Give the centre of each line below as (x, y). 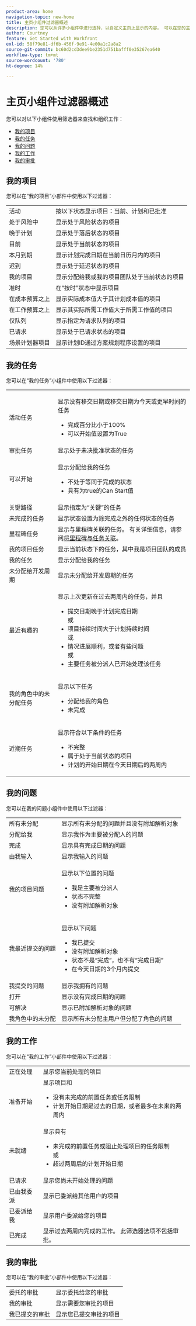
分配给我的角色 (88, 701)
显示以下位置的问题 (88, 873)
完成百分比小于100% (97, 424)
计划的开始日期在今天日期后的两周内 (117, 765)
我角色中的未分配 (33, 1018)
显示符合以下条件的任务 (90, 733)
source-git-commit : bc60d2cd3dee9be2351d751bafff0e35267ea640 (83, 50)
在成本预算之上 (30, 299)
